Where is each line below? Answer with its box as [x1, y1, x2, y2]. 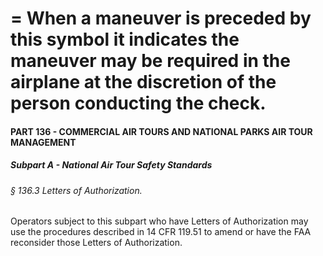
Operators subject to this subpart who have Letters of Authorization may [10, 215, 309, 227]
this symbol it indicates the [10, 28, 240, 51]
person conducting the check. [10, 92, 267, 115]
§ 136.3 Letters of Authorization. [10, 184, 143, 196]
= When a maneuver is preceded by [10, 7, 312, 30]
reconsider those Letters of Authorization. [10, 237, 183, 249]
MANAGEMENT [10, 136, 77, 148]
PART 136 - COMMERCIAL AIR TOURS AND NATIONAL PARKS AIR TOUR [10, 125, 313, 137]
